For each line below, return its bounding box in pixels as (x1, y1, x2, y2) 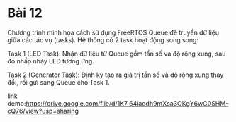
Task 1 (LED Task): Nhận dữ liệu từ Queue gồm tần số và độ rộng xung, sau (7, 49, 226, 58)
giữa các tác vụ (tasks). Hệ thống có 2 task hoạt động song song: (7, 35, 199, 44)
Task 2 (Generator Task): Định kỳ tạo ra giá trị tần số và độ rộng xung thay (7, 71, 224, 79)
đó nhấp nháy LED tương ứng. (7, 56, 94, 65)
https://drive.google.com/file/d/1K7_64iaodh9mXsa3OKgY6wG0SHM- (26, 99, 229, 107)
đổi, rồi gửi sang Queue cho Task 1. (7, 78, 110, 86)
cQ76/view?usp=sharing (7, 106, 79, 115)
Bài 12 (7, 5, 43, 21)
